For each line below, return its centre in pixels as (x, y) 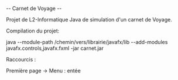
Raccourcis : (21, 59)
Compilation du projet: (33, 31)
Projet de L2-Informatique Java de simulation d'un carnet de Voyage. (89, 19)
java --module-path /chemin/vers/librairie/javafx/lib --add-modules (87, 42)
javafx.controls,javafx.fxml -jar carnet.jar (55, 48)
